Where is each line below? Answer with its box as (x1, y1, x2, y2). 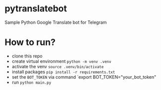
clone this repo (11, 53, 43, 59)
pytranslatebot (4, 3, 67, 14)
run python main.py (11, 79, 52, 85)
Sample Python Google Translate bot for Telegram (4, 19, 107, 25)
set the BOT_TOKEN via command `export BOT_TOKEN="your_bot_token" (11, 74, 157, 80)
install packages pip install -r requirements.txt (11, 69, 115, 75)
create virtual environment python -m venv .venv (11, 58, 111, 64)
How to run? (4, 37, 55, 48)
